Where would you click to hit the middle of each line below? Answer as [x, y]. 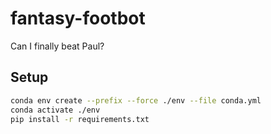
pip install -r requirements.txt [80, 119]
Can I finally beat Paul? [57, 46]
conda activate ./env [55, 110]
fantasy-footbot [78, 18]
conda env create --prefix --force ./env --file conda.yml [136, 100]
